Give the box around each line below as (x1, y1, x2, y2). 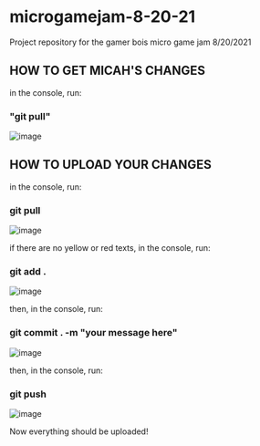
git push (9, 388, 47, 400)
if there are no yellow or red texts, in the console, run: (9, 243, 212, 254)
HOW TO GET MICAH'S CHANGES (9, 63, 205, 78)
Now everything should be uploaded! (9, 426, 149, 437)
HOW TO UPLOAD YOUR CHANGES (9, 157, 212, 172)
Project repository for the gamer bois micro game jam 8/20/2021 (9, 36, 252, 47)
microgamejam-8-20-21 (9, 6, 196, 27)
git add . (9, 265, 47, 278)
